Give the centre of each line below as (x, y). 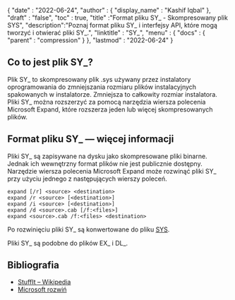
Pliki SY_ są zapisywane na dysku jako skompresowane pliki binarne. (107, 156)
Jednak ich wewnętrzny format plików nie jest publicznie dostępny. (105, 163)
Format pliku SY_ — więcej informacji (91, 139)
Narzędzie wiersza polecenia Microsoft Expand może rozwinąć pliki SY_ (112, 171)
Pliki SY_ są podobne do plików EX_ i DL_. (68, 243)
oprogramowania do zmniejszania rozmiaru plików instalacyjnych (102, 87)
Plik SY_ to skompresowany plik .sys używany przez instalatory (99, 79)
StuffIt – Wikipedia (44, 282)
